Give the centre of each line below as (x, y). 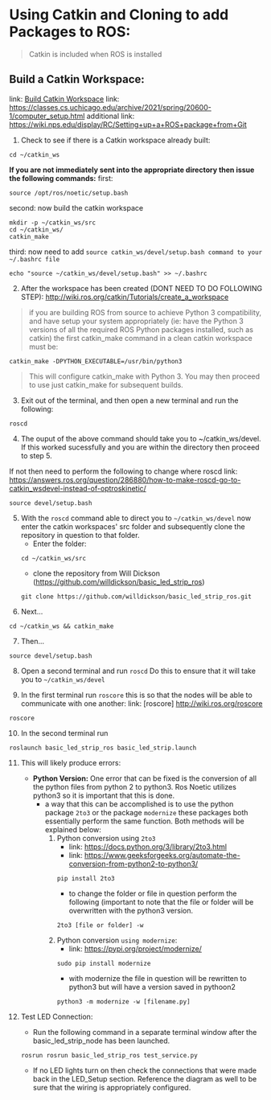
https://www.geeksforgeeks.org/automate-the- (162, 855)
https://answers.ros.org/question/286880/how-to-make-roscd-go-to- (125, 479)
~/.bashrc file (35, 259)
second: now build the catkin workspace (76, 207)
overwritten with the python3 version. (131, 910)
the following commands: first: (61, 178)
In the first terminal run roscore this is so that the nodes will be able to (136, 695)
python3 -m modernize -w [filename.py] (124, 1001)
